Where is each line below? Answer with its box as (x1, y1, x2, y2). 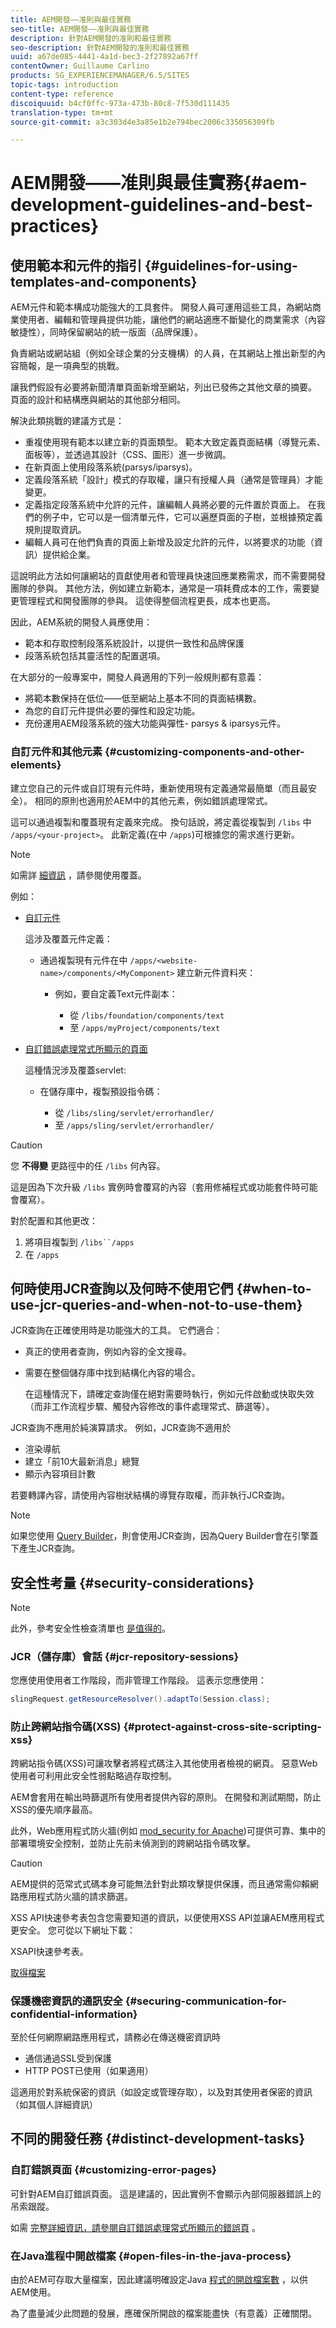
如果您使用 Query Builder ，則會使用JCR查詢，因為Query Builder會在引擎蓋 (10, 1530, 319, 1542)
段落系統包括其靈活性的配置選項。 (24, 650, 166, 662)
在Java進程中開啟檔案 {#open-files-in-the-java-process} (10, 2249, 292, 2263)
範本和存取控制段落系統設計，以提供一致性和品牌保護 (24, 637, 245, 650)
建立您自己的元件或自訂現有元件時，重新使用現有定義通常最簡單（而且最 (10, 782, 308, 794)
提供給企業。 (42, 549, 96, 561)
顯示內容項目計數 (24, 1468, 96, 1480)
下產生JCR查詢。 (10, 1542, 81, 1555)
